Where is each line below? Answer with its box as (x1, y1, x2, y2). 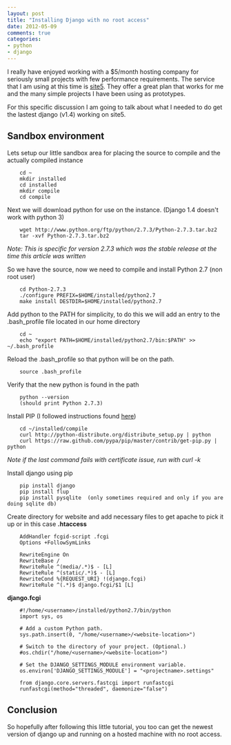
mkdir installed (19, 175, 67, 182)
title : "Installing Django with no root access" (7, 17, 150, 23)
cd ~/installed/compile (19, 425, 88, 432)
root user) (7, 272, 36, 280)
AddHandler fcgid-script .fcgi (19, 533, 110, 540)
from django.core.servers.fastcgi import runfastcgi (19, 679, 174, 686)
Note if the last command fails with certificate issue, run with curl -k (7, 455, 201, 463)
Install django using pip (7, 469, 74, 477)
